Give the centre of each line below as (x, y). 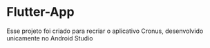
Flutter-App (40, 12)
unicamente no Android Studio (50, 38)
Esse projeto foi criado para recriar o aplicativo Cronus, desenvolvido (105, 31)
